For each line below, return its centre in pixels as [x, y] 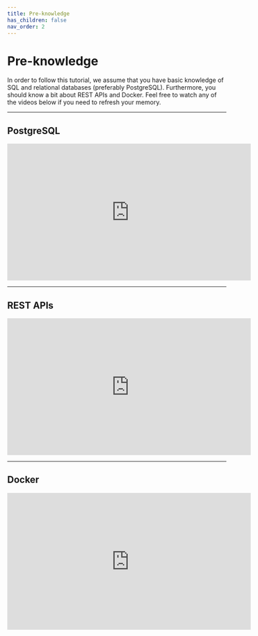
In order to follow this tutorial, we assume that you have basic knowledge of [115, 80]
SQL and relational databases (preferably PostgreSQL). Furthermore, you [112, 88]
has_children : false [37, 20]
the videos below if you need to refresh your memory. [84, 102]
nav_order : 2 [26, 26]
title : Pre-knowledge [39, 14]
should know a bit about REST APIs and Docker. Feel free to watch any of [112, 95]
